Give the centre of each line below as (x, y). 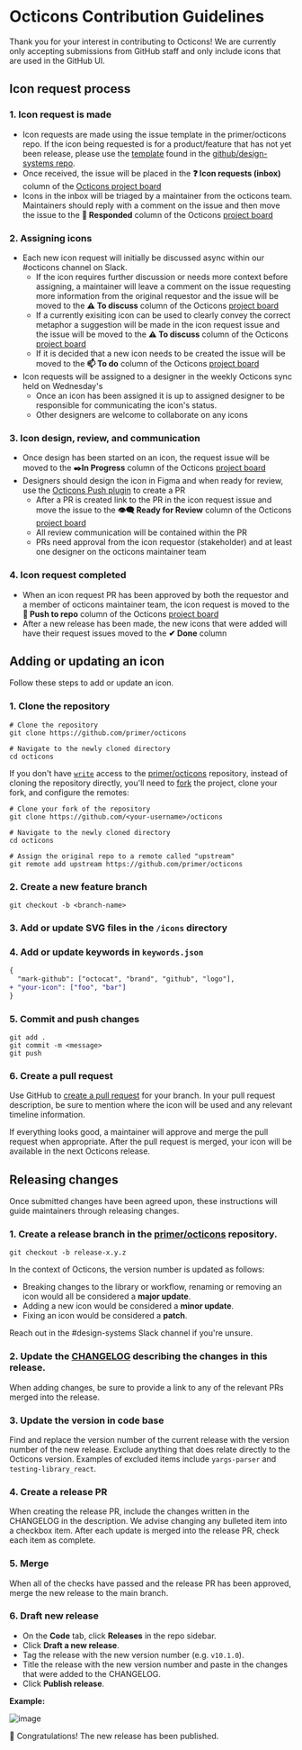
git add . (28, 1038)
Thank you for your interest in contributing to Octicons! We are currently (143, 41)
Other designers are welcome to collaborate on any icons (142, 414)
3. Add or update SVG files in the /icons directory (118, 928)
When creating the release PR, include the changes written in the (129, 1511)
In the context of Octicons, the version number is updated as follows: (137, 1269)
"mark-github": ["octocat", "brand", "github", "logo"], (126, 979)
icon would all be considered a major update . (107, 1297)
